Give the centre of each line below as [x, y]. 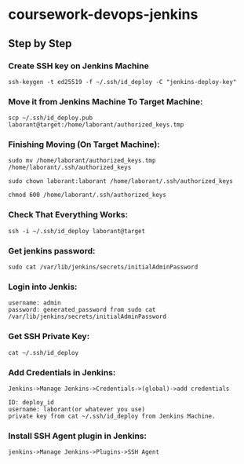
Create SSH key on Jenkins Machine [78, 66]
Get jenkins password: [52, 250]
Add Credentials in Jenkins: [62, 372]
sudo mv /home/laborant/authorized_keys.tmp [82, 161]
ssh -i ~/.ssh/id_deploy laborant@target [77, 231]
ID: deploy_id [31, 402]
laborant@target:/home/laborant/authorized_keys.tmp [96, 125]
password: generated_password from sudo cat [82, 310]
